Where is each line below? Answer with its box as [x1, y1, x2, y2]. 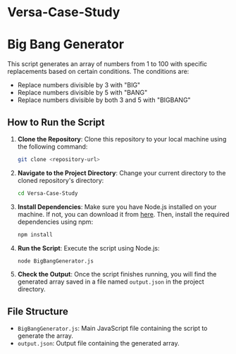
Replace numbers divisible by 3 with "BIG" [17, 81, 141, 89]
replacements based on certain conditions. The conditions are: [7, 68, 190, 76]
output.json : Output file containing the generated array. [17, 339, 180, 348]
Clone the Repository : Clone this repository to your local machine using [17, 134, 227, 143]
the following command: [17, 142, 88, 151]
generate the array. [17, 331, 74, 340]
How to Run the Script [7, 116, 106, 128]
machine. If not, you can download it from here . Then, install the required [17, 210, 230, 218]
